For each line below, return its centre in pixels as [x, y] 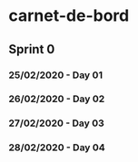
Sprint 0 [32, 49]
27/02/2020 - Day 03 [57, 123]
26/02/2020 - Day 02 [57, 99]
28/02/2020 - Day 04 [57, 148]
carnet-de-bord [69, 16]
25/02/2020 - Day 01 [56, 75]
